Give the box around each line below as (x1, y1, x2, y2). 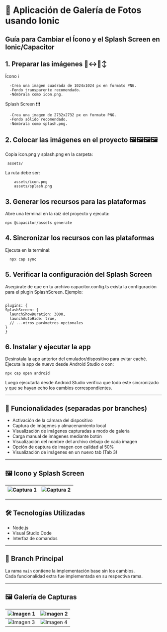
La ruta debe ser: (5, 170, 40, 176)
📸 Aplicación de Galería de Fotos (5, 4, 142, 16)
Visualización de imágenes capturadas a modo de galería (12, 428, 130, 434)
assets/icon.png (14, 179, 48, 184)
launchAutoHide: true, (9, 316, 57, 321)
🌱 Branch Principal (5, 555, 64, 563)
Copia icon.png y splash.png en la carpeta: (5, 151, 93, 157)
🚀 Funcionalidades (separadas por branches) (5, 404, 148, 413)
